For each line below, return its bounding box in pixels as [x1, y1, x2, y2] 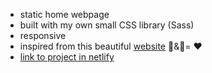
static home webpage [19, 9, 110, 20]
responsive [19, 30, 67, 41]
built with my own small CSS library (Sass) [19, 19, 195, 31]
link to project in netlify [19, 51, 115, 63]
